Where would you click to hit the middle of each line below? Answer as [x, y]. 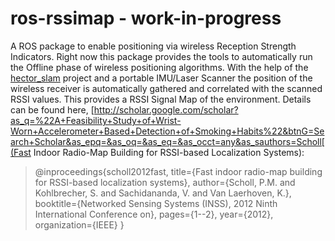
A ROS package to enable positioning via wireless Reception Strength [153, 46]
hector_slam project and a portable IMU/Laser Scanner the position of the [161, 78]
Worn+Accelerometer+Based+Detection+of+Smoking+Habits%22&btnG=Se [167, 131]
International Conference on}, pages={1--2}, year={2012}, [154, 214]
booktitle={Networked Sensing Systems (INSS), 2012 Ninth [156, 203]
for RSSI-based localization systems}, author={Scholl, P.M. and [165, 182]
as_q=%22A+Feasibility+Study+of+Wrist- [96, 120]
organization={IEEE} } [79, 224]
